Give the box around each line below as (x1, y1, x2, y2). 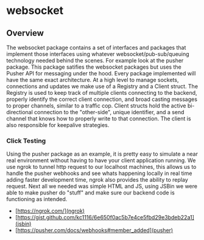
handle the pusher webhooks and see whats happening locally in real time (6, 170, 192, 177)
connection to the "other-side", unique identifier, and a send (33, 109, 185, 115)
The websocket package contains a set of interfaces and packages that (6, 44, 186, 51)
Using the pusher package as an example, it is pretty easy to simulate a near (6, 150, 198, 158)
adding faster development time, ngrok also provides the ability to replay (6, 176, 188, 183)
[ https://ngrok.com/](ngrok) (15, 207, 85, 214)
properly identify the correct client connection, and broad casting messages (6, 95, 198, 103)
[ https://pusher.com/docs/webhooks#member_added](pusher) (15, 227, 174, 234)
